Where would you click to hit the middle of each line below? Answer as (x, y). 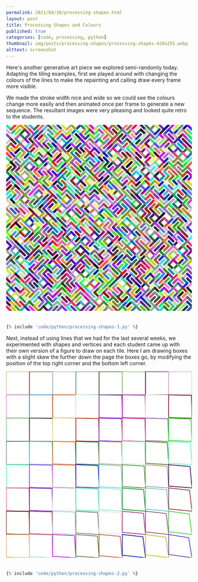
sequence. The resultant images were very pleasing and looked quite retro (96, 110)
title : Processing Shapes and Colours (54, 25)
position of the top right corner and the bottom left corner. (77, 363)
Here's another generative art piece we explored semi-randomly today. (92, 67)
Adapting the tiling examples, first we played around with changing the (92, 73)
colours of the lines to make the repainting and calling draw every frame (93, 80)
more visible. (22, 86)
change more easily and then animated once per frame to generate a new (95, 104)
